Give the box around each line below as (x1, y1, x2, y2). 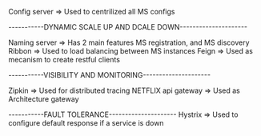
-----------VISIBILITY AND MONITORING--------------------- (8, 70, 211, 79)
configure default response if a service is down (8, 118, 164, 127)
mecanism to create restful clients (8, 55, 120, 64)
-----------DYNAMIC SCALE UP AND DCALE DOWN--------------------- (8, 22, 248, 31)
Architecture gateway (8, 94, 79, 103)
